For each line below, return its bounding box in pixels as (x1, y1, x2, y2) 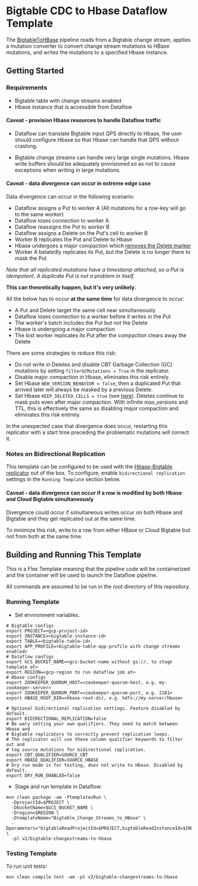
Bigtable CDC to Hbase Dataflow (6, 4, 168, 18)
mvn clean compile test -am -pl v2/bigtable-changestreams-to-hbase (6, 874, 178, 880)
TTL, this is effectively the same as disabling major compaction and (14, 405, 179, 412)
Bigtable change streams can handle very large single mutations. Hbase (14, 153, 190, 161)
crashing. (14, 142, 38, 149)
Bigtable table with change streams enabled (14, 97, 122, 104)
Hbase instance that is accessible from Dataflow (14, 103, 133, 110)
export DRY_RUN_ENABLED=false (6, 772, 81, 779)
